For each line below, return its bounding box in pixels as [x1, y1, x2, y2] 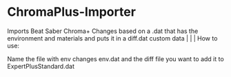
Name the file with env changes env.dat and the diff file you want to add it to [7, 54, 224, 63]
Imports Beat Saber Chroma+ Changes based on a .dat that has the [7, 27, 199, 35]
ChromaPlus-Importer [7, 4, 137, 20]
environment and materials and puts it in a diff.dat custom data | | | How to [7, 34, 218, 42]
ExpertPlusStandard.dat [7, 62, 74, 70]
